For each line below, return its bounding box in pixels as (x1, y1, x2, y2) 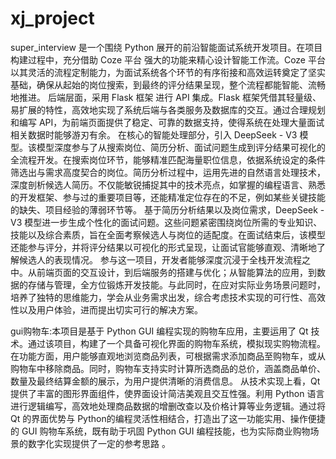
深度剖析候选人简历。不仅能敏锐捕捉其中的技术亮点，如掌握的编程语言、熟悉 (10, 178, 326, 191)
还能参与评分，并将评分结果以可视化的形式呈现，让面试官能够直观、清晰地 (10, 241, 317, 253)
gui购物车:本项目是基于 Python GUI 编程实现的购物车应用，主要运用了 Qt (10, 325, 309, 337)
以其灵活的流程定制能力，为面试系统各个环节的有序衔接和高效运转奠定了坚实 (10, 66, 326, 78)
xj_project (10, 7, 95, 30)
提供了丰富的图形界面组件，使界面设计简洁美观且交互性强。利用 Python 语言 (10, 387, 325, 399)
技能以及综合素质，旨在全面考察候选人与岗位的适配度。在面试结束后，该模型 (10, 228, 326, 241)
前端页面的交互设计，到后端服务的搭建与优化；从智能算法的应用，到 (36, 266, 317, 278)
